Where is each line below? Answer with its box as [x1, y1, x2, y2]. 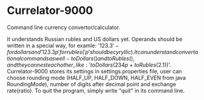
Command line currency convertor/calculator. [7, 24, 121, 31]
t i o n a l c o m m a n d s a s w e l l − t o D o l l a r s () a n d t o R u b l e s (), [7, 55, 135, 62]
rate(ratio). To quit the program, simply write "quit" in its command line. [7, 87, 185, 94]
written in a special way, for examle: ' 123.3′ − [7, 42, 119, 49]
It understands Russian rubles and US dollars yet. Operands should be [7, 35, 183, 42]
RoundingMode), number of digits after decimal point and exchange [7, 80, 177, 88]
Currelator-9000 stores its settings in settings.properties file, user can [7, 67, 182, 75]
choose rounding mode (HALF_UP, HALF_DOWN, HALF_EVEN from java [7, 74, 186, 81]
